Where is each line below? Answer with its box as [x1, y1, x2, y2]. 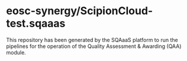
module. [6, 49, 27, 56]
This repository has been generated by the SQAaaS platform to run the [6, 36, 179, 43]
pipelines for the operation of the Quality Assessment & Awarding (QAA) [6, 43, 182, 50]
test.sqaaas [6, 17, 66, 30]
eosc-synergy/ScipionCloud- [6, 4, 153, 18]
